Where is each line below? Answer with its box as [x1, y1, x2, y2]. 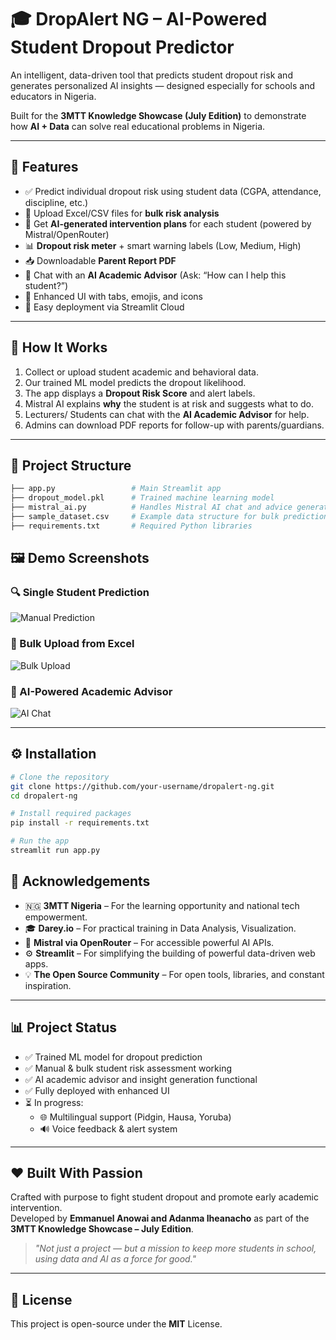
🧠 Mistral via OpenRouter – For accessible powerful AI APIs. [24, 936, 275, 948]
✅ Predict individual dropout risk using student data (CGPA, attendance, [24, 185, 322, 197]
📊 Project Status [10, 1019, 118, 1036]
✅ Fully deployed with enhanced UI [24, 1084, 170, 1096]
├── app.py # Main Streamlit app [10, 484, 222, 494]
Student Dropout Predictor [10, 36, 235, 59]
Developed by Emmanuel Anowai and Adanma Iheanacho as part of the [10, 1212, 310, 1225]
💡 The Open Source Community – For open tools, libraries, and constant [24, 968, 325, 980]
